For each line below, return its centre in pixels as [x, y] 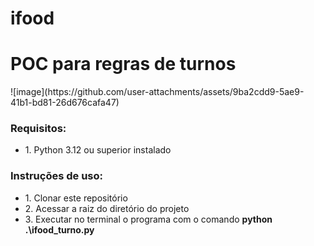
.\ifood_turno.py [59, 229]
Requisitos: [38, 129]
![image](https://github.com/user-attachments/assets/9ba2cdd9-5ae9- [157, 92]
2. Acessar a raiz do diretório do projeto [107, 208]
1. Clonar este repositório [76, 198]
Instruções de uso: [56, 176]
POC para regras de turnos [123, 64]
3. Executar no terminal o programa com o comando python [148, 219]
